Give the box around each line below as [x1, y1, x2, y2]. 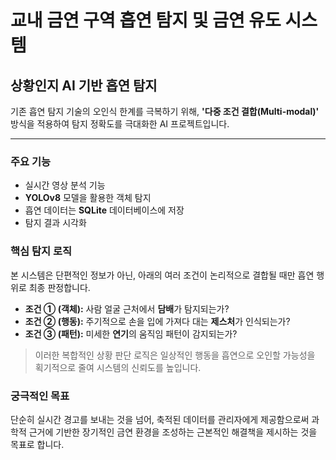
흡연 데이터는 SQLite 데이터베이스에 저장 [24, 204, 185, 216]
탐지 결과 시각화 [24, 217, 87, 229]
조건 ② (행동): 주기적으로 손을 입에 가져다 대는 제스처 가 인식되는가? [24, 315, 291, 327]
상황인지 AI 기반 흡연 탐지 [10, 77, 158, 94]
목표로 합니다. [10, 438, 65, 450]
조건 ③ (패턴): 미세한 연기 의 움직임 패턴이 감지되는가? [24, 327, 238, 340]
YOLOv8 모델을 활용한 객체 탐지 [24, 192, 152, 204]
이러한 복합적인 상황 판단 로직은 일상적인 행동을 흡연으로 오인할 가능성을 [34, 349, 316, 361]
